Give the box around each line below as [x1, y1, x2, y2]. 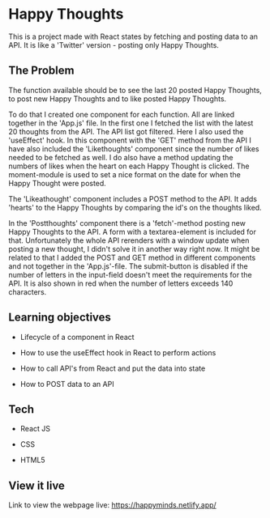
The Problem [8, 64, 75, 78]
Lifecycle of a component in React [19, 332, 135, 342]
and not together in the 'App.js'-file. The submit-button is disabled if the [8, 261, 249, 271]
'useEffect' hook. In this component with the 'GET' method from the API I [8, 135, 251, 145]
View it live [8, 478, 65, 492]
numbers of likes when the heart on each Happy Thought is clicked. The [8, 161, 250, 171]
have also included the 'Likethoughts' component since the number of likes [8, 143, 259, 154]
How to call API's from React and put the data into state [19, 363, 206, 373]
